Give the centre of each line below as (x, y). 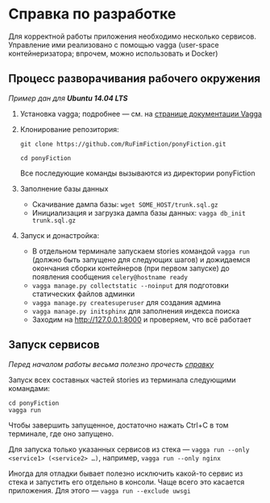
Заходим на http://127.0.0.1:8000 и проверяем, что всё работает (141, 320)
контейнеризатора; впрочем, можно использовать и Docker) (113, 53)
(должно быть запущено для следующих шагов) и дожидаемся (141, 259)
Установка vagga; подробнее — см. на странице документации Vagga (141, 113)
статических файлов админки (83, 294)
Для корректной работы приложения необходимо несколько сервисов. (132, 36)
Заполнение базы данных (64, 188)
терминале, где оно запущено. (61, 433)
